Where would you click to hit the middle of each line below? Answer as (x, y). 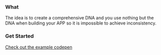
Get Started (19, 36)
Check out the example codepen (39, 47)
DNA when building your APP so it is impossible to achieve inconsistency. (81, 23)
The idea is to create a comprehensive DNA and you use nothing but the (79, 18)
